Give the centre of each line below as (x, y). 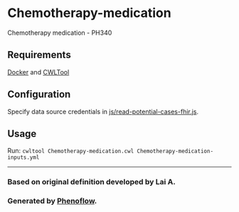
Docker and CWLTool (38, 72)
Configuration (39, 95)
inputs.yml (23, 157)
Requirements (39, 55)
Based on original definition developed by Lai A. (91, 182)
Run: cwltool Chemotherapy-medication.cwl (71, 151)
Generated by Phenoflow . (52, 201)
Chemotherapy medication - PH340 (60, 33)
